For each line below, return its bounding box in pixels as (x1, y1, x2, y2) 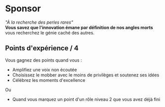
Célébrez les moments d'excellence (12, 77, 86, 83)
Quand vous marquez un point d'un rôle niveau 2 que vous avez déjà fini (12, 96, 161, 102)
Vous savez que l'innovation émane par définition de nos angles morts (5, 24, 154, 30)
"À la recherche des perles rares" (5, 19, 73, 25)
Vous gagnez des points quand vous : (5, 57, 82, 63)
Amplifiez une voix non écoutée (12, 67, 77, 72)
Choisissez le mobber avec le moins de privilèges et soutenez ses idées (12, 72, 160, 78)
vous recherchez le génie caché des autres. (5, 30, 95, 36)
